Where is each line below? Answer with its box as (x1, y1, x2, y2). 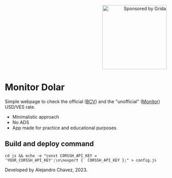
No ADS (12, 119, 29, 125)
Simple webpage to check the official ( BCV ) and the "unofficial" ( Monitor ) (5, 98, 160, 105)
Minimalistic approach (12, 113, 60, 120)
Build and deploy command (5, 140, 94, 148)
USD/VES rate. (5, 104, 35, 110)
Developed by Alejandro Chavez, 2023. (5, 167, 88, 173)
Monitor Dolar (5, 82, 65, 93)
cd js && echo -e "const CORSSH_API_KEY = (5, 153, 97, 159)
